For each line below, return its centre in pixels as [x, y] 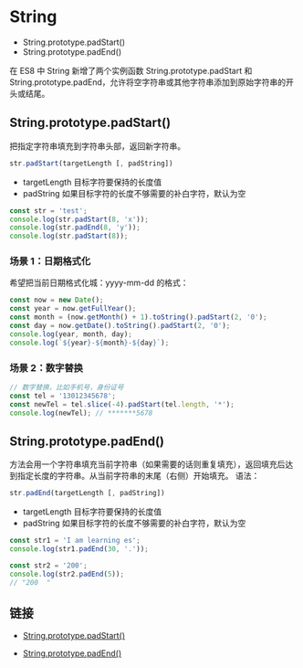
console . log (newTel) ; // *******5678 [81, 413]
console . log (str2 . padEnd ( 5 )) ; [67, 574]
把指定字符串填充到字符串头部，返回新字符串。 [97, 146]
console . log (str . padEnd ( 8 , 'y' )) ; [75, 228]
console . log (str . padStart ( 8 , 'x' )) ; [79, 219]
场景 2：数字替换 [47, 367]
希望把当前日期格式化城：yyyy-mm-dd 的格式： [99, 283]
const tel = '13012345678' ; [63, 396]
